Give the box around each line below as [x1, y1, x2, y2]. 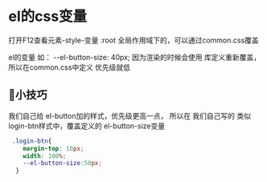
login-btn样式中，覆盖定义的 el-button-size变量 [8, 121, 166, 131]
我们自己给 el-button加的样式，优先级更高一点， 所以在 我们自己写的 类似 [8, 111, 252, 120]
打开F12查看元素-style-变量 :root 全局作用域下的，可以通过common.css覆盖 [8, 35, 259, 45]
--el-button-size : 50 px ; [23, 160, 103, 168]
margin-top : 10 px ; [23, 144, 84, 152]
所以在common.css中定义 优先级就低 [8, 62, 131, 72]
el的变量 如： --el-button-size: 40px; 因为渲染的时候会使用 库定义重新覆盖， [8, 52, 261, 62]
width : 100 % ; [23, 152, 67, 160]
